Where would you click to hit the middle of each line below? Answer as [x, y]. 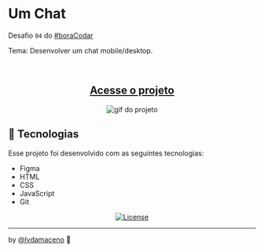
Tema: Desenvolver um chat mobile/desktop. [81, 50]
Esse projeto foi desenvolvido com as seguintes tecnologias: [106, 153]
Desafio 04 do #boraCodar [51, 35]
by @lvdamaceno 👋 [40, 239]
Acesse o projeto [132, 91]
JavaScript [37, 193]
